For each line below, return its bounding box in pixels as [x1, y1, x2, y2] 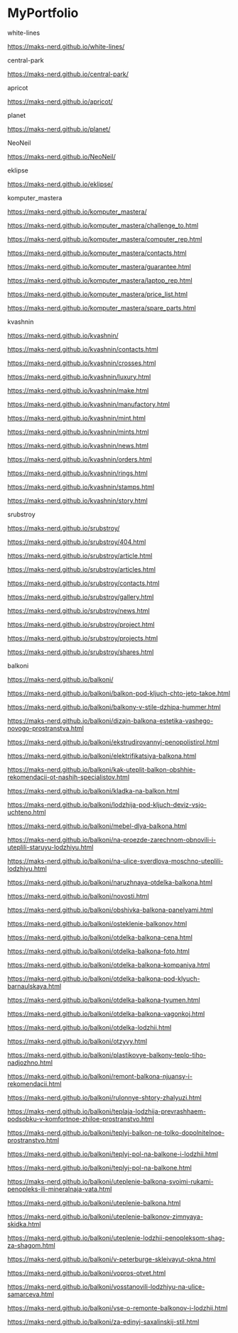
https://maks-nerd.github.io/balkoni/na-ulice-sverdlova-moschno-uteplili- [7, 856, 224, 865]
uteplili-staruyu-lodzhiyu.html [7, 843, 94, 852]
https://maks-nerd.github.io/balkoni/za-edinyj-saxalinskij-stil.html [7, 1317, 200, 1326]
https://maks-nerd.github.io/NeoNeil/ [7, 152, 116, 160]
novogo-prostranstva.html [7, 724, 84, 732]
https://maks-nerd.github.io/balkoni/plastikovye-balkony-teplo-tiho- [7, 1050, 206, 1059]
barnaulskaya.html [7, 981, 62, 990]
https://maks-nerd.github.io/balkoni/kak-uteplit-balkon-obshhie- [7, 765, 196, 773]
